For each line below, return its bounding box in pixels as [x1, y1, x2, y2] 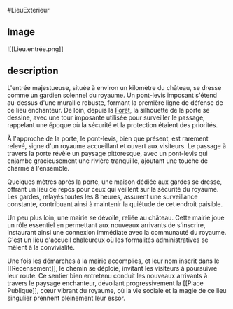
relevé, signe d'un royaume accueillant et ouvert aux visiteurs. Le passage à [7, 141, 226, 150]
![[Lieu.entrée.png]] [7, 45, 64, 53]
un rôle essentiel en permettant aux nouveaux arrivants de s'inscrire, [7, 220, 206, 229]
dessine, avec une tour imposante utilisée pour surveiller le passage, [7, 113, 205, 122]
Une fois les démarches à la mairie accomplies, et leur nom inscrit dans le [7, 257, 220, 265]
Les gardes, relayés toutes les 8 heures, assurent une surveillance [7, 192, 198, 201]
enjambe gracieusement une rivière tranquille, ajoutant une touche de [7, 157, 209, 165]
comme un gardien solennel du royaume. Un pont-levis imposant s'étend [7, 91, 218, 99]
